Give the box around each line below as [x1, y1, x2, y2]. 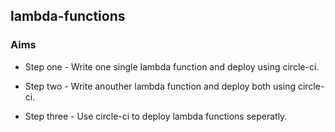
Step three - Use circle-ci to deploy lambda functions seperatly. [24, 110, 288, 122]
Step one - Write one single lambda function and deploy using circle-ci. [24, 60, 320, 73]
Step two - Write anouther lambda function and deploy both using [24, 80, 296, 92]
